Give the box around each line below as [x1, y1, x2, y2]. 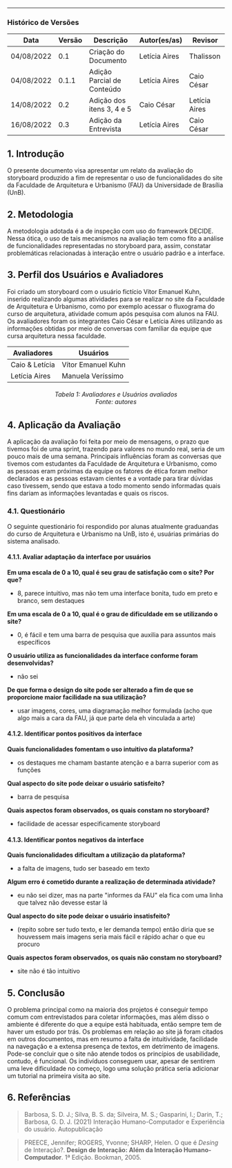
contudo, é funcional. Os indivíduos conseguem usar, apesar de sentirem [7, 1057, 215, 1065]
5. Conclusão [7, 987, 66, 999]
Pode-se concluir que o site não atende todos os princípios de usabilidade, [7, 1049, 221, 1058]
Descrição [93, 35, 128, 45]
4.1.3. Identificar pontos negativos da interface [7, 835, 144, 844]
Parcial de [88, 76, 122, 85]
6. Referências [7, 1092, 71, 1104]
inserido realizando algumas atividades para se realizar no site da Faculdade [7, 295, 225, 303]
